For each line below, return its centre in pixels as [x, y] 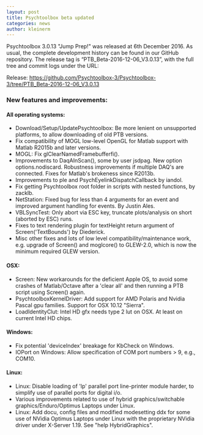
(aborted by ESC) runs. [44, 219]
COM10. [25, 359]
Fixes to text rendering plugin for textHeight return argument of [94, 225]
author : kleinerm [28, 29]
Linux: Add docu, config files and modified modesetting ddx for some [103, 412]
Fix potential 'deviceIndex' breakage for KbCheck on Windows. [94, 345]
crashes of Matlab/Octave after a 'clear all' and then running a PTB [99, 285]
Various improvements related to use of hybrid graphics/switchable [100, 399]
